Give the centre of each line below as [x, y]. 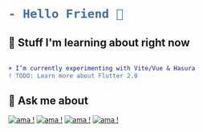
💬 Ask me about [48, 100]
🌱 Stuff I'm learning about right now [99, 43]
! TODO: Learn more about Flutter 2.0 [73, 76]
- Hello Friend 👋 [66, 14]
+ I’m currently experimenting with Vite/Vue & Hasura [102, 68]
